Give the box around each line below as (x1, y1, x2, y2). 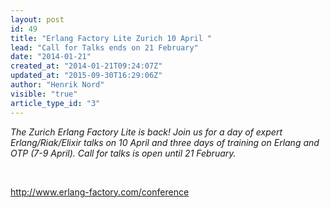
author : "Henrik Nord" (10, 80, 105, 90)
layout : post (10, 14, 65, 25)
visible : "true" (10, 89, 78, 99)
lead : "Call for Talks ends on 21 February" (10, 42, 199, 53)
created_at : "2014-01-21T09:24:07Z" (10, 61, 163, 71)
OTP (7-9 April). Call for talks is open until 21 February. (10, 147, 237, 159)
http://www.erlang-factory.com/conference (10, 186, 190, 198)
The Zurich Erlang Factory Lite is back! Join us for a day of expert (10, 126, 283, 138)
